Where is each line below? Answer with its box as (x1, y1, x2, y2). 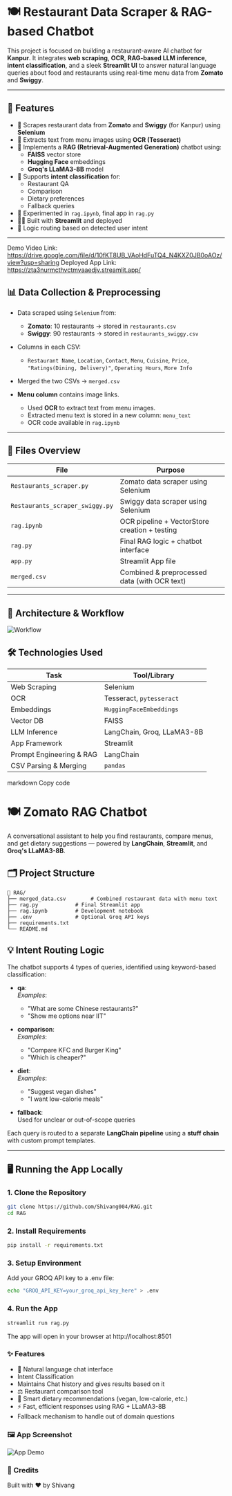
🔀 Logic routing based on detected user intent (17, 224, 148, 232)
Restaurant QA (27, 179, 69, 188)
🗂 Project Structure (7, 868, 95, 879)
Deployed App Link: (61, 258, 117, 266)
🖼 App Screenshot (7, 1430, 72, 1439)
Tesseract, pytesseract (104, 693, 180, 703)
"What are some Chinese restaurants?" (27, 1004, 139, 1012)
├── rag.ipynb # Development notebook (7, 907, 144, 914)
